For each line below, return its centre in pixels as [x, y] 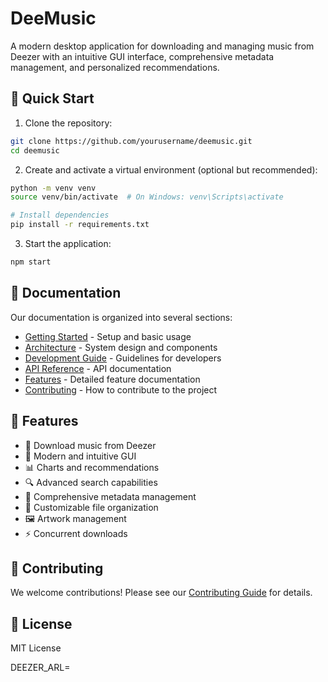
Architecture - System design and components [121, 347]
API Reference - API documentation [98, 368]
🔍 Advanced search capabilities [91, 482]
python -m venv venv [53, 188]
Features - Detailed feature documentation [112, 379]
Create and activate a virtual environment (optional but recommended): [171, 169]
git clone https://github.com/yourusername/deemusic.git [131, 141]
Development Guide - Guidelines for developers [123, 358]
